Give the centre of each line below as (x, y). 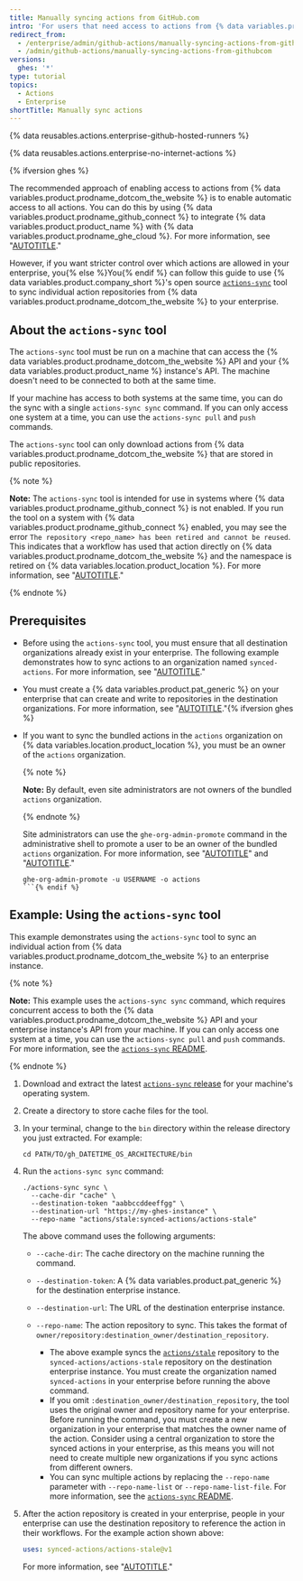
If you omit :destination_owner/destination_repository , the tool (170, 1400)
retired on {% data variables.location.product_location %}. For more (135, 566)
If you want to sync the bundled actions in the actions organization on (152, 735)
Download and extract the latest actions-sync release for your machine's (157, 1083)
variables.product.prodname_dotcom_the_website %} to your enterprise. (144, 302)
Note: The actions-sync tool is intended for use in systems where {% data (147, 498)
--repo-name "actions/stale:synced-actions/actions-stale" (144, 1219)
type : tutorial (38, 77)
